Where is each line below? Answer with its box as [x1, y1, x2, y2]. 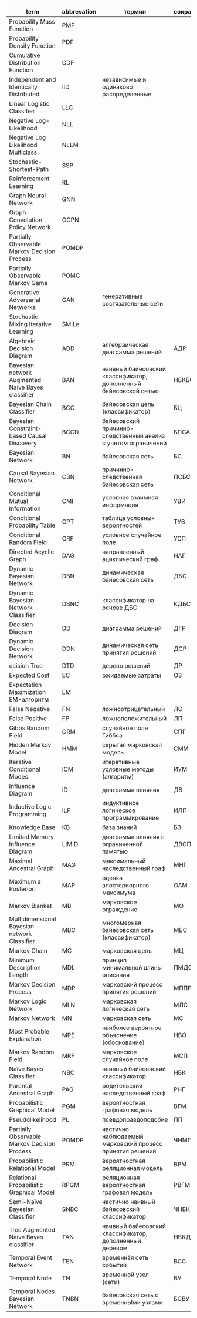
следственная [102, 473, 142, 481]
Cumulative [9, 51, 40, 59]
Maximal [9, 857, 32, 865]
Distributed [9, 90, 40, 98]
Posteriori [9, 885, 36, 893]
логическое [102, 806, 136, 814]
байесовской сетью [102, 387, 159, 395]
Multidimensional [9, 915, 56, 923]
